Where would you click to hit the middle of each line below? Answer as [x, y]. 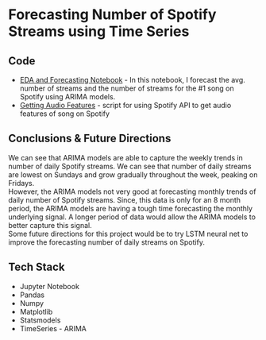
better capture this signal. [50, 225]
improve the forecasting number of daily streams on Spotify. [106, 242]
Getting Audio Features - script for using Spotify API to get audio [125, 105]
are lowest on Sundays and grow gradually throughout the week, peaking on [133, 174]
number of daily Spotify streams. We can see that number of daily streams [130, 166]
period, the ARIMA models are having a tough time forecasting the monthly [130, 208]
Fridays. [21, 183]
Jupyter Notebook [49, 286]
